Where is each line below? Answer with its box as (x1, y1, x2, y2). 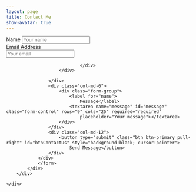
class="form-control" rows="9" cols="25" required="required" (6, 109, 162, 115)
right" (6, 140, 22, 146)
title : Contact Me (6, 14, 51, 20)
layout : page (6, 8, 38, 15)
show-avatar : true (6, 19, 51, 25)
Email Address (6, 44, 41, 51)
